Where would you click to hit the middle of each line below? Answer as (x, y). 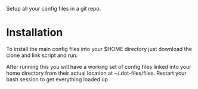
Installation (35, 33)
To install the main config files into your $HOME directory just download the (99, 49)
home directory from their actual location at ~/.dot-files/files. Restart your (96, 73)
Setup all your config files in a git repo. (54, 9)
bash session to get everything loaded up (57, 79)
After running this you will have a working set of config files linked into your (99, 66)
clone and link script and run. (42, 55)
